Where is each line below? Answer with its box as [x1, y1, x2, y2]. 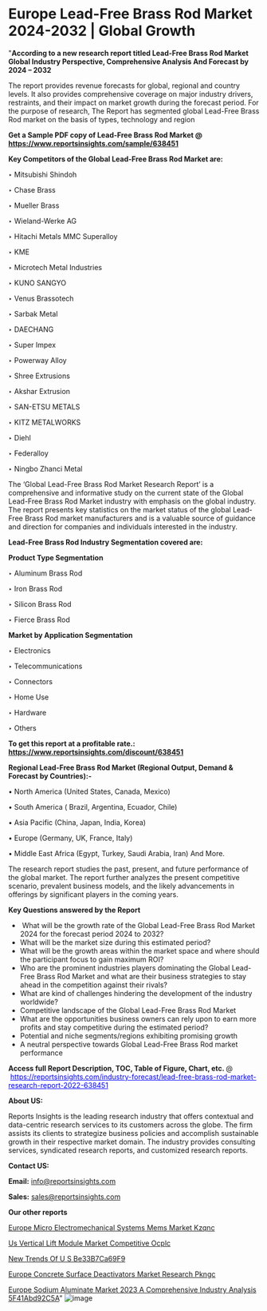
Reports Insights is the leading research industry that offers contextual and [8, 1111, 253, 1121]
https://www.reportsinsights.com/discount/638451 [8, 747, 184, 756]
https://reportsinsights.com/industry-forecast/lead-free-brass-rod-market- [10, 1072, 257, 1082]
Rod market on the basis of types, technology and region [8, 114, 195, 124]
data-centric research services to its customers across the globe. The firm [8, 1120, 253, 1130]
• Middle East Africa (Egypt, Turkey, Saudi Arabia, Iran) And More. [8, 848, 226, 858]
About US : [8, 1096, 44, 1106]
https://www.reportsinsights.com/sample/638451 [8, 138, 179, 148]
